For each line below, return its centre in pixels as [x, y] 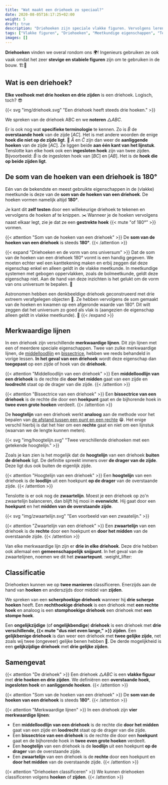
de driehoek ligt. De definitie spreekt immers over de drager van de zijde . [81, 461]
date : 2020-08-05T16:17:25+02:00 [40, 15]
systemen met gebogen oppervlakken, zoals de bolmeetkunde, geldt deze [82, 273]
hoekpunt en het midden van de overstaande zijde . [59, 507]
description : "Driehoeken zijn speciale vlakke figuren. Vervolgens [78, 29]
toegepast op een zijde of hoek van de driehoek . [56, 364]
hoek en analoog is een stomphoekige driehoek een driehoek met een [78, 610]
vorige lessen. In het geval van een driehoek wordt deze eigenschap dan [81, 359]
